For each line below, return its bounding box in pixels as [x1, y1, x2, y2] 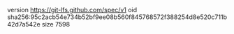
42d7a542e [7, 20, 41, 28]
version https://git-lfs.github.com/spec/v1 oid [7, 6, 138, 14]
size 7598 [41, 20, 71, 28]
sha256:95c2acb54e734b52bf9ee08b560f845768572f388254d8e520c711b [7, 13, 227, 21]
